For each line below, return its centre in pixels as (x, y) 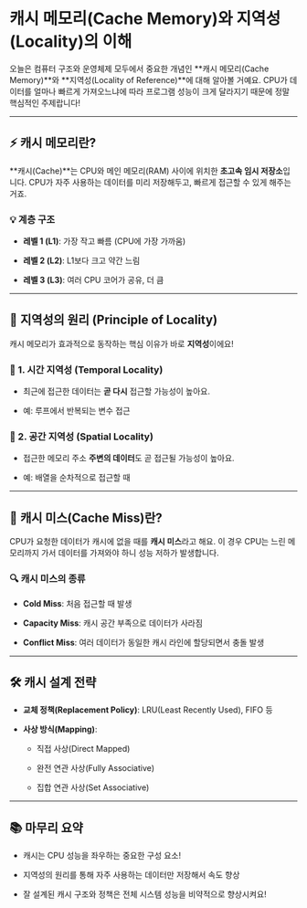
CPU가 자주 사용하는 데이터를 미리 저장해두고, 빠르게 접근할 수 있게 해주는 (160, 182)
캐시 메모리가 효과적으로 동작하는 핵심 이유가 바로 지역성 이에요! (122, 343)
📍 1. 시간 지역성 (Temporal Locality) (86, 369)
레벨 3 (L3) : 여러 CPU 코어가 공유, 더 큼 (93, 280)
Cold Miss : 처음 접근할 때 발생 (77, 603)
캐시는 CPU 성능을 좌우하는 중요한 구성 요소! (101, 856)
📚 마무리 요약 (47, 828)
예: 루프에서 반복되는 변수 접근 (76, 411)
